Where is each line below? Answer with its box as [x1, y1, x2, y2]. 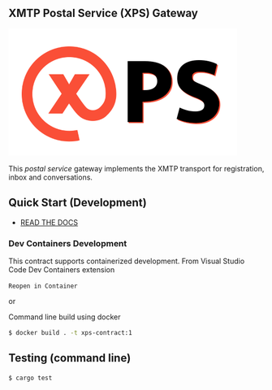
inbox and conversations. [8, 172, 93, 182]
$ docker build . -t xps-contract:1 [8, 328, 132, 336]
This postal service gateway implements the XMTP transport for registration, [8, 163, 265, 173]
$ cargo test [8, 374, 53, 382]
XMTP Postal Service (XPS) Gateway [8, 6, 199, 20]
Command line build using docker [8, 312, 121, 322]
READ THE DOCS [19, 217, 79, 227]
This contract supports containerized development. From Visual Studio [8, 256, 245, 266]
